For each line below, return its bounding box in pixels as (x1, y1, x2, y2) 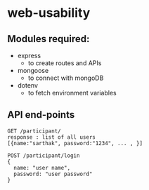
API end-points (7, 109, 75, 121)
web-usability (7, 5, 91, 21)
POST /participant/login (7, 152, 80, 159)
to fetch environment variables (27, 89, 117, 97)
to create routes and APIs (27, 59, 102, 67)
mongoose (17, 67, 49, 74)
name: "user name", (13, 164, 71, 171)
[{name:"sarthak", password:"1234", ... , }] (7, 140, 143, 147)
